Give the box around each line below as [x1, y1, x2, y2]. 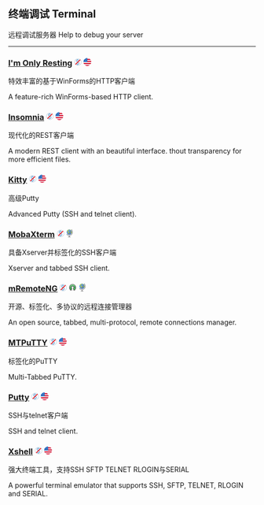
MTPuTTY [8, 337, 49, 348]
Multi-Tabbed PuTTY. [8, 372, 77, 381]
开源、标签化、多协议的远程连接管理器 [8, 302, 132, 311]
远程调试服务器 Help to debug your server [8, 30, 144, 39]
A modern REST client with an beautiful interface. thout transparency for [8, 147, 242, 156]
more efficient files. [8, 154, 71, 164]
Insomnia [8, 112, 45, 123]
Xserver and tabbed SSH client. [8, 263, 110, 273]
